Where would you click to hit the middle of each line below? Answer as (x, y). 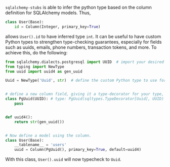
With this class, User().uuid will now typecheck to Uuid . (63, 159)
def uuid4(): (19, 117)
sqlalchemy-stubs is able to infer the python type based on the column (78, 7)
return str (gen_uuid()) (39, 122)
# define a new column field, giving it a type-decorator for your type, (85, 94)
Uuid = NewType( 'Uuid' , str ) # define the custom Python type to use (81, 81)
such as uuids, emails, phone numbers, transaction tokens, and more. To (81, 47)
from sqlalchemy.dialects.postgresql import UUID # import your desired (85, 62)
